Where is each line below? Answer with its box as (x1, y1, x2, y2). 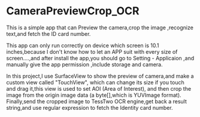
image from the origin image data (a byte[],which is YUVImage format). (6, 91, 181, 98)
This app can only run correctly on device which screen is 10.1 (6, 42, 159, 49)
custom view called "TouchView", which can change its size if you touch (6, 79, 184, 86)
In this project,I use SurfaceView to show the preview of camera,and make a (6, 72, 194, 79)
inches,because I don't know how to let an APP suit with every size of (6, 48, 178, 55)
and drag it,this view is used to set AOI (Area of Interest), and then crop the (6, 85, 192, 92)
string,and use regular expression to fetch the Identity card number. (6, 104, 173, 111)
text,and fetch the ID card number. (6, 30, 91, 37)
